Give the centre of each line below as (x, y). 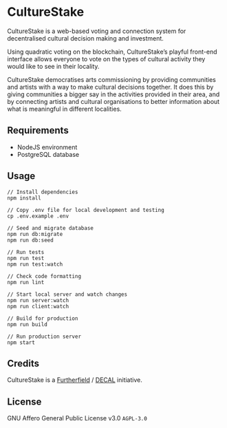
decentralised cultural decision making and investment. (85, 38)
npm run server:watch (38, 300)
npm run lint (26, 282)
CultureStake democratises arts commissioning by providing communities (112, 79)
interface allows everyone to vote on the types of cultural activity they (106, 58)
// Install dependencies (43, 192)
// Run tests (26, 252)
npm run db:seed (30, 240)
